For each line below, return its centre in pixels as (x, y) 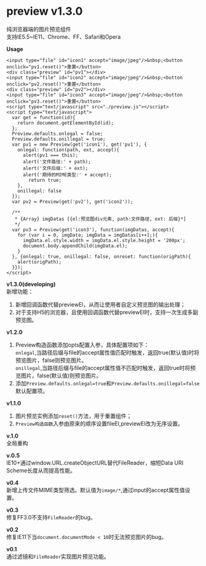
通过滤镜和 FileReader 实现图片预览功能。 (58, 556)
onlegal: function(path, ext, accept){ (69, 150)
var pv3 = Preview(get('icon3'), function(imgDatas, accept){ (93, 230)
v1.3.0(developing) (31, 284)
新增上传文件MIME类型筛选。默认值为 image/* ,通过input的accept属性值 (96, 490)
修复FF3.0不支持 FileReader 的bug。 (51, 517)
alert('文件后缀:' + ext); (55, 168)
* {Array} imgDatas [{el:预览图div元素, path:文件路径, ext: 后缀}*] (100, 219)
